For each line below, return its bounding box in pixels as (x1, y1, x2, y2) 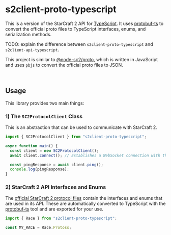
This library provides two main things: (5, 100, 84, 106)
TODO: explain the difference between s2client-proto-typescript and (5, 41, 153, 47)
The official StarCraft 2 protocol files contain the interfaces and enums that (5, 195, 163, 201)
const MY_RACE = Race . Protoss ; (5, 225, 72, 230)
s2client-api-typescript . (5, 46, 60, 53)
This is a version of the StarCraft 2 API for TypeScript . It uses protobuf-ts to (5, 20, 164, 27)
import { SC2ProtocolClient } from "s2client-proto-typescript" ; (5, 134, 147, 140)
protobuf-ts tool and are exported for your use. (5, 206, 103, 212)
